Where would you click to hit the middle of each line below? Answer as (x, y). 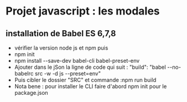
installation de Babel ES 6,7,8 (61, 33)
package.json (31, 93)
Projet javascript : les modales (83, 11)
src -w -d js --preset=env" (68, 73)
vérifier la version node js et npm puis (61, 48)
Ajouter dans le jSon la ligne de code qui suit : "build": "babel (90, 67)
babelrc (24, 73)
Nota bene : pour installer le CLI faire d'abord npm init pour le (90, 86)
